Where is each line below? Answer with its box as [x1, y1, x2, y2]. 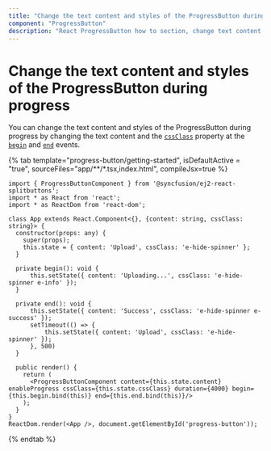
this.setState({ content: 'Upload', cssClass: [44, 328, 204, 336]
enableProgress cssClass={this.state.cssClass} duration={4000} [8, 385, 229, 393]
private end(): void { [15, 300, 92, 308]
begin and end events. [8, 140, 81, 150]
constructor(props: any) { [15, 230, 106, 238]
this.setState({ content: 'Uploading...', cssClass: [29, 272, 211, 280]
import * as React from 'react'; [8, 194, 121, 202]
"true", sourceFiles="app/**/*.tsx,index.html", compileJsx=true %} [8, 164, 228, 174]
